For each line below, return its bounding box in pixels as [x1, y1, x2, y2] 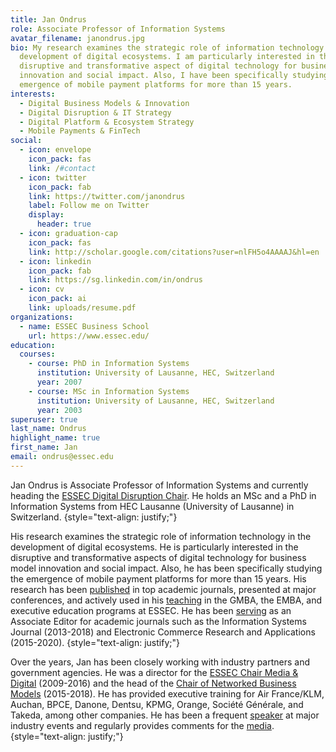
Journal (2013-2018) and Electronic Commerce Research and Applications [10, 626, 316, 638]
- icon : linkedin [19, 256, 92, 266]
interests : [10, 89, 56, 99]
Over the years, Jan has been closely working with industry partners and [10, 656, 311, 668]
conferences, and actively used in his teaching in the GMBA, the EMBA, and [10, 594, 323, 606]
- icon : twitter [19, 172, 87, 183]
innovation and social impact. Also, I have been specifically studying [19, 71, 329, 81]
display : [28, 210, 65, 220]
